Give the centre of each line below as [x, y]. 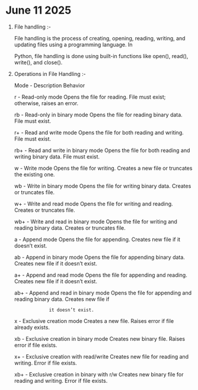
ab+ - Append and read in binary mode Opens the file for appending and [103, 293]
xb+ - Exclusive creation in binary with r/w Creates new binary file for [99, 374]
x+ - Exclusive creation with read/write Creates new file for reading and [101, 356]
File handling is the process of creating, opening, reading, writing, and [100, 38]
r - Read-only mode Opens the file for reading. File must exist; [90, 97]
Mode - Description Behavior [49, 85]
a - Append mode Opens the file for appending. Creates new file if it [97, 239]
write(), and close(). [38, 62]
